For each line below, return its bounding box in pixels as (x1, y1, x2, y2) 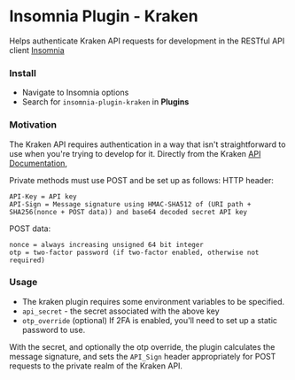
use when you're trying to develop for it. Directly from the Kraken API (9, 148, 261, 159)
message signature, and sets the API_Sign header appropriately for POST (9, 351, 276, 361)
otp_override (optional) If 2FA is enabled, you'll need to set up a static (21, 314, 277, 325)
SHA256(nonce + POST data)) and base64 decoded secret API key (9, 207, 248, 216)
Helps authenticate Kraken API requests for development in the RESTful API (9, 35, 285, 46)
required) (9, 255, 46, 265)
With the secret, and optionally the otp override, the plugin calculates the (9, 341, 276, 352)
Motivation (9, 119, 58, 131)
